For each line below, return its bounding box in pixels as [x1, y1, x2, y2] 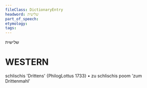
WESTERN [5, 56, 49, 68]
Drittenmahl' [5, 78, 31, 84]
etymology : [5, 21, 28, 26]
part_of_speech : [5, 16, 39, 21]
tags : [5, 26, 16, 31]
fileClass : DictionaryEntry [5, 7, 64, 12]
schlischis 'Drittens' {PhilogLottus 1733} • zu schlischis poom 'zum [5, 73, 143, 79]
